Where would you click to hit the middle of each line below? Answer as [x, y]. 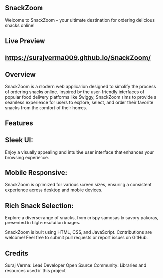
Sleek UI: [19, 140]
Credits [17, 253]
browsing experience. [27, 157]
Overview [20, 75]
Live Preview [25, 41]
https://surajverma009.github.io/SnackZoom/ [78, 58]
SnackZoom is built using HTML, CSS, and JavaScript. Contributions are [79, 232]
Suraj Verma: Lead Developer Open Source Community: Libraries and [76, 265]
